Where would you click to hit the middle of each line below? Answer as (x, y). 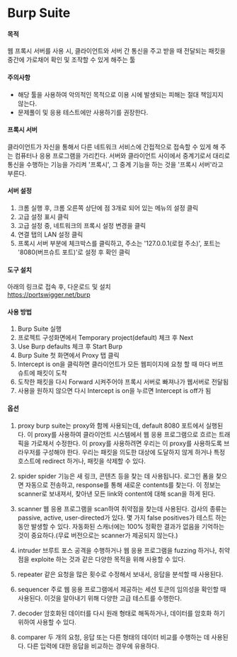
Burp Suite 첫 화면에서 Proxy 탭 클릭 (68, 355)
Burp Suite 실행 (40, 329)
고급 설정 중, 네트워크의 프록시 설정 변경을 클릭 (82, 225)
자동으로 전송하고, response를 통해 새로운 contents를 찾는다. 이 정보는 (123, 485)
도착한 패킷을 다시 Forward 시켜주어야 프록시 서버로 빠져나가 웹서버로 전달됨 (123, 382)
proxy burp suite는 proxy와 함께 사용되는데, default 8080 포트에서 (111, 425)
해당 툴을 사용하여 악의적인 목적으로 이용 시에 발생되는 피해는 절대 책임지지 (121, 94)
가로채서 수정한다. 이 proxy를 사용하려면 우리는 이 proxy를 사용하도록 (127, 443)
